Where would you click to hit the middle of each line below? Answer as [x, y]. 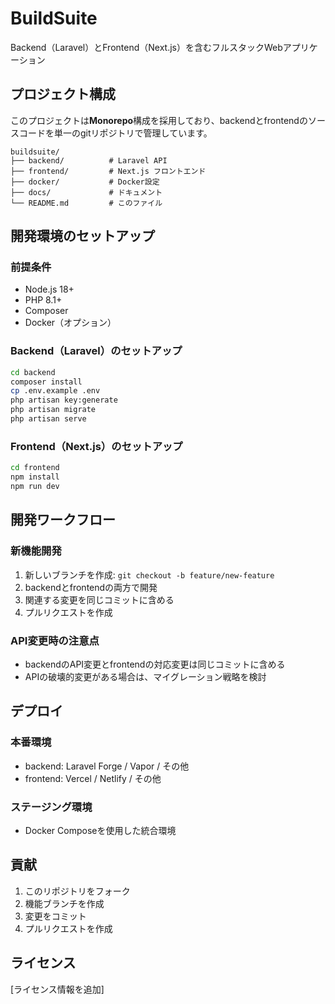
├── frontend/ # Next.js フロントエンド [108, 171]
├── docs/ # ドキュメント [86, 192]
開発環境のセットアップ [82, 236]
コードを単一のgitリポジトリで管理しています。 [115, 133]
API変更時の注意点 [55, 640]
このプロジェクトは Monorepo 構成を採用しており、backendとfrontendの [159, 120]
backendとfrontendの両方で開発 [91, 587]
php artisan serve [48, 419]
